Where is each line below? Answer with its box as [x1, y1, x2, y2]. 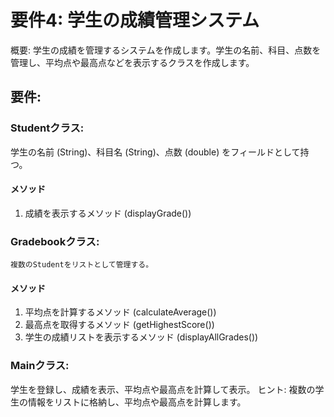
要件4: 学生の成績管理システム [10, 9, 260, 32]
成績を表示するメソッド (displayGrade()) [24, 207, 192, 219]
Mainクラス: [10, 359, 70, 373]
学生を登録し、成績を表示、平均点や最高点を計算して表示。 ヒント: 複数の [10, 383, 316, 395]
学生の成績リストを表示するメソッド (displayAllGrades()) [24, 331, 259, 343]
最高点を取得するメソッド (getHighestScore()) [24, 319, 215, 331]
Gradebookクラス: [10, 234, 100, 248]
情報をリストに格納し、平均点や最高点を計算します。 [27, 396, 247, 408]
